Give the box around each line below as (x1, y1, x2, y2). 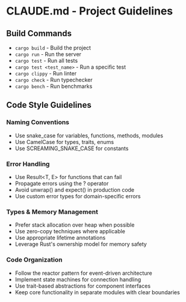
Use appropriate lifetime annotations (14, 234, 106, 242)
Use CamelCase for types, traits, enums (14, 138, 114, 145)
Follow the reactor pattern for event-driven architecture (14, 269, 152, 277)
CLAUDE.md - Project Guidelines (6, 4, 173, 18)
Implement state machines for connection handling (14, 275, 141, 283)
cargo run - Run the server (14, 51, 82, 58)
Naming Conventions (6, 118, 70, 127)
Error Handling (6, 160, 50, 168)
